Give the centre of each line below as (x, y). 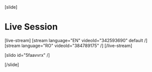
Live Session (31, 27)
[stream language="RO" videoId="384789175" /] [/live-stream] (69, 46)
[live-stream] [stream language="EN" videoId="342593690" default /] (76, 40)
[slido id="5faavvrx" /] (27, 55)
